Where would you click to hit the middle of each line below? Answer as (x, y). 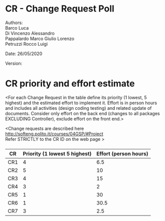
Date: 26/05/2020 (24, 54)
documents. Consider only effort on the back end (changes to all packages (82, 113)
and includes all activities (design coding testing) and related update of (78, 108)
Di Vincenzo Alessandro (30, 33)
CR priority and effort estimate (70, 84)
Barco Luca (17, 28)
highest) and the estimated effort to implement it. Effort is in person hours (81, 103)
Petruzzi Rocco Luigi (27, 44)
